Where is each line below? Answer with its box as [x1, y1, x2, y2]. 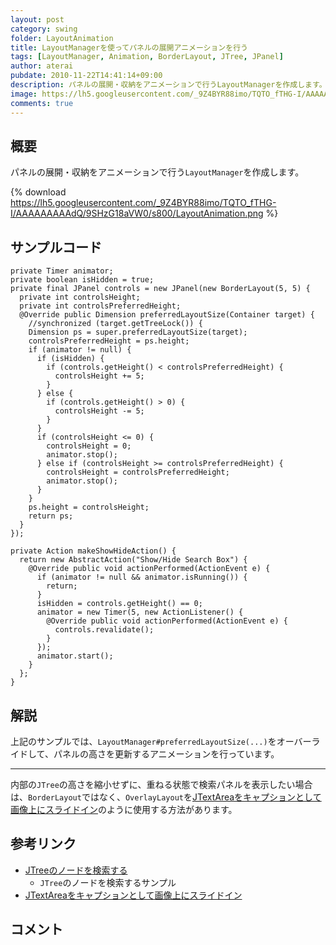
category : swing [10, 24, 78, 34]
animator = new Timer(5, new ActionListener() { [36, 607, 244, 618]
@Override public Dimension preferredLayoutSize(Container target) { [19, 310, 315, 320]
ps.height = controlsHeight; [28, 502, 150, 513]
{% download [10, 186, 67, 198]
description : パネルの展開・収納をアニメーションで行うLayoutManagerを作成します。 [10, 80, 327, 90]
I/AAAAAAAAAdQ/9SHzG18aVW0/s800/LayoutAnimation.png [10, 207, 264, 220]
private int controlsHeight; [19, 292, 141, 303]
